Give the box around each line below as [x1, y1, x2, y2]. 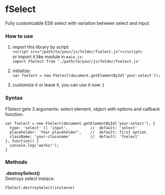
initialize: [12, 68, 31, 74]
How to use [5, 33, 33, 40]
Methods [5, 159, 27, 166]
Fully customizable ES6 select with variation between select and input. [5, 20, 150, 26]
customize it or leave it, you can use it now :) [12, 82, 105, 88]
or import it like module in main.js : [12, 54, 83, 60]
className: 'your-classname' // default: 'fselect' [9, 134, 140, 139]
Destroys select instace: [5, 175, 55, 181]
